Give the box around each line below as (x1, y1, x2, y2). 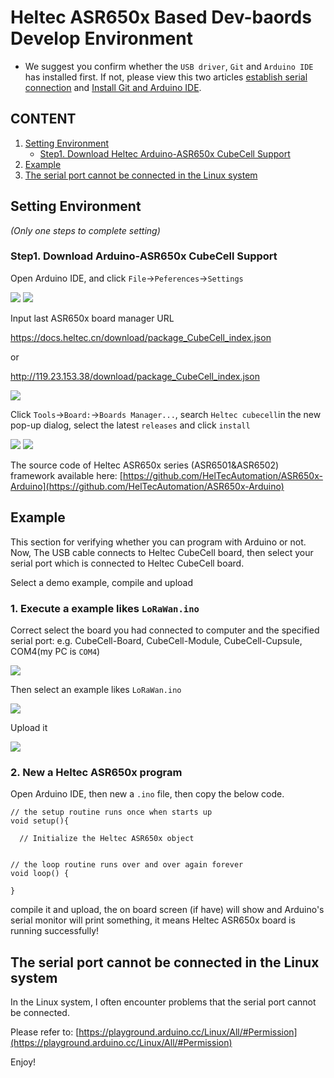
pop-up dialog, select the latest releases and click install (10, 419, 251, 431)
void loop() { (10, 869, 70, 879)
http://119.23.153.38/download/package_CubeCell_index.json (10, 370, 260, 382)
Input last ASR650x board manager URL (10, 312, 175, 324)
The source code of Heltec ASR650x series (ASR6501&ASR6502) (10, 459, 280, 471)
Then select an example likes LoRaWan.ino (10, 683, 182, 695)
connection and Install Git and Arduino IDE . (24, 81, 202, 93)
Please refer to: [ (10, 1026, 80, 1038)
